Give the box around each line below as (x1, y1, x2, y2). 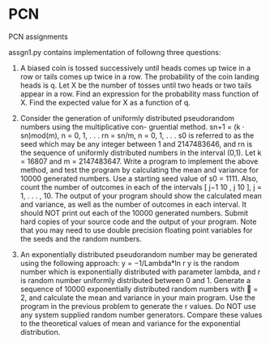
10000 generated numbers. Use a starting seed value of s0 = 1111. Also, (19, 174, 259, 183)
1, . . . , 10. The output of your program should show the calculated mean (19, 191, 262, 200)
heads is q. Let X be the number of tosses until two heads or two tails (19, 80, 252, 90)
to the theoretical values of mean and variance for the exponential (19, 318, 241, 328)
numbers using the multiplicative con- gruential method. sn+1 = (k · (19, 122, 245, 131)
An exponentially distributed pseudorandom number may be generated (19, 249, 258, 259)
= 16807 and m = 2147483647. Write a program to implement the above (19, 156, 259, 166)
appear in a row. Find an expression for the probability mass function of (19, 88, 259, 98)
